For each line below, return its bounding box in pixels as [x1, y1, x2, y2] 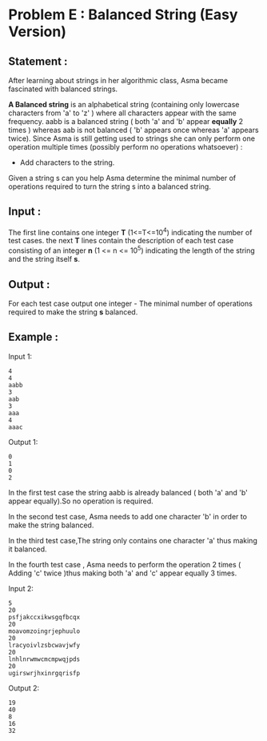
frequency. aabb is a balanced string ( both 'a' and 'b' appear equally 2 [8, 117, 244, 126]
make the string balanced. [8, 520, 94, 530]
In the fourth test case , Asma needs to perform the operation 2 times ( [8, 559, 241, 569]
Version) [8, 22, 66, 41]
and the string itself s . [8, 254, 80, 264]
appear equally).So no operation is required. [8, 496, 153, 506]
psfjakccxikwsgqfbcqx [8, 613, 81, 621]
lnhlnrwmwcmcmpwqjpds [8, 655, 81, 663]
